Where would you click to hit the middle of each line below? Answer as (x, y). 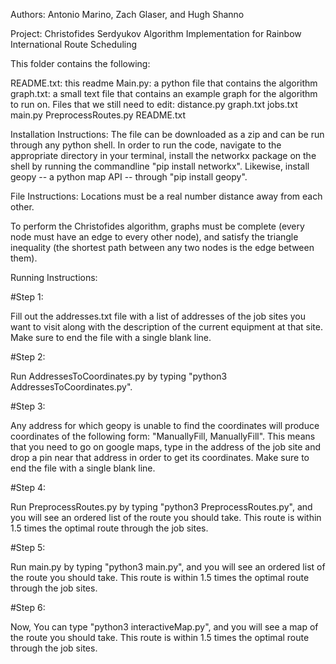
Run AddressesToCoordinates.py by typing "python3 (119, 376)
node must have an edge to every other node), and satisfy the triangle (154, 237)
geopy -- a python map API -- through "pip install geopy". (129, 177)
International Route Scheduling (74, 44)
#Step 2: (28, 357)
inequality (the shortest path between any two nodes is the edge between (162, 247)
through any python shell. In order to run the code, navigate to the (146, 145)
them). (24, 258)
